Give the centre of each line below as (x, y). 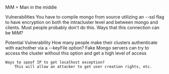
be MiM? (14, 33)
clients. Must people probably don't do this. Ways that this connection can (82, 27)
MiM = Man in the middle (31, 7)
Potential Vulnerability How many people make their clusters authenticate (81, 42)
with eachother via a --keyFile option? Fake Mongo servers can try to (77, 48)
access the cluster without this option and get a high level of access (76, 53)
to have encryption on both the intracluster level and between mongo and (81, 22)
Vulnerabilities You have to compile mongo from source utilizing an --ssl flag (85, 17)
